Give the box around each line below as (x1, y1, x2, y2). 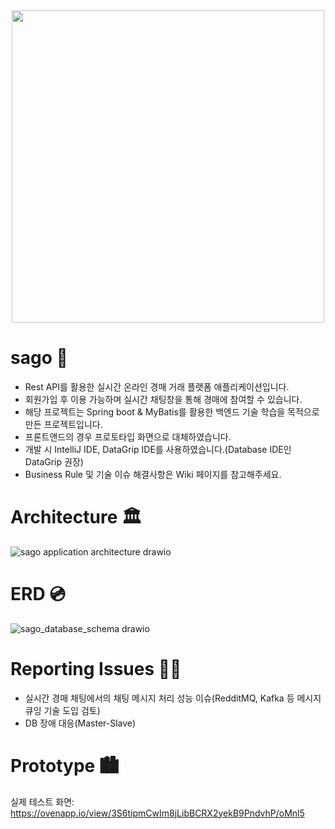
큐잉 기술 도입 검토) (24, 704, 101, 716)
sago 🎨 (10, 347, 68, 369)
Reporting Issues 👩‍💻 (10, 658, 182, 680)
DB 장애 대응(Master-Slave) (24, 717, 137, 729)
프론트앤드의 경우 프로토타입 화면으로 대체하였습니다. (24, 430, 232, 443)
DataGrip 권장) (24, 455, 84, 468)
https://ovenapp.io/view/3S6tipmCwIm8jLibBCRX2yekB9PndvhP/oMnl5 (10, 807, 305, 819)
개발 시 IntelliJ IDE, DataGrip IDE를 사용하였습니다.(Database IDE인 (24, 443, 292, 455)
